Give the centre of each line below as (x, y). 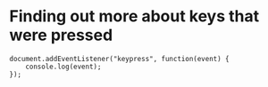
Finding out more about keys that (134, 16)
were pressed (61, 35)
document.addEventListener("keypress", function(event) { (119, 59)
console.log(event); (63, 67)
